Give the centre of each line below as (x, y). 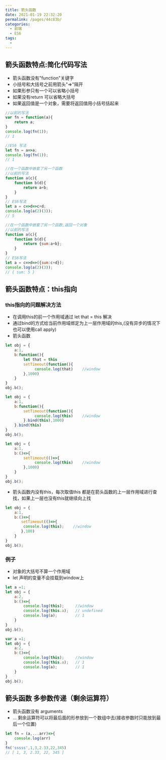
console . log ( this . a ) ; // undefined (63, 611)
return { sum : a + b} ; (43, 244)
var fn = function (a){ (29, 118)
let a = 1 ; (16, 587)
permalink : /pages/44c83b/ (34, 19)
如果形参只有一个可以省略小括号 (46, 90)
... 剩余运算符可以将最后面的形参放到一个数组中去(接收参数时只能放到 (84, 718)
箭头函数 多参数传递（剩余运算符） (59, 698)
